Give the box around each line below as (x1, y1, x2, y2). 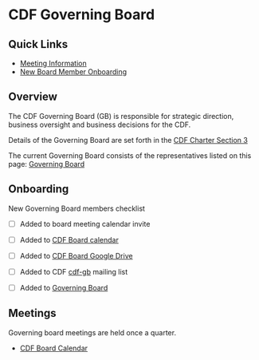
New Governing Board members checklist (8, 204, 146, 213)
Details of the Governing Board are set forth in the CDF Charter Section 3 (8, 135, 249, 144)
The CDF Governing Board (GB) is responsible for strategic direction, (8, 111, 234, 121)
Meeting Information (19, 58, 87, 68)
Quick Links (8, 38, 69, 51)
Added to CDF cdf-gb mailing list (19, 267, 128, 276)
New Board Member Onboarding (19, 67, 128, 77)
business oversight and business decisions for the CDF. (8, 120, 191, 129)
